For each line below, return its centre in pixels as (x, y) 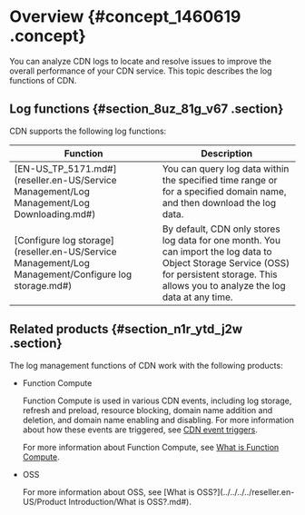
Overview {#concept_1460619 (125, 17)
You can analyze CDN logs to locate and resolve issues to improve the (141, 61)
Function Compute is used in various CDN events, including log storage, (157, 401)
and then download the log (219, 203)
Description (226, 154)
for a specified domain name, (224, 191)
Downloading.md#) (55, 213)
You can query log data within (226, 168)
